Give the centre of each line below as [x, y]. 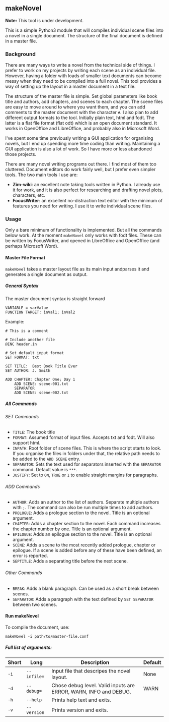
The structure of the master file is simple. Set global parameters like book [81, 96]
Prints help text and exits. [81, 700]
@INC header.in [21, 344]
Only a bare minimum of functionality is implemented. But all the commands [83, 230]
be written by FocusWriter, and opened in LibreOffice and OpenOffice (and [82, 241]
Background [21, 54]
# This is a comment [27, 331]
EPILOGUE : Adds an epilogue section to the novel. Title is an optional [82, 534]
